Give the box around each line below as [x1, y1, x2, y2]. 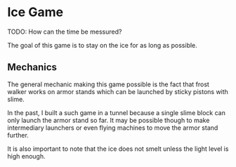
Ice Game [7, 4, 64, 20]
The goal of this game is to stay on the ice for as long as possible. [7, 41, 198, 49]
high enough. [7, 152, 46, 160]
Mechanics [7, 61, 58, 74]
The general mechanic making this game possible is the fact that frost [7, 80, 209, 88]
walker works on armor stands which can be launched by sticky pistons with [7, 87, 228, 95]
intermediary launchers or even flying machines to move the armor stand [7, 123, 218, 132]
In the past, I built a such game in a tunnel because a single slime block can [7, 108, 226, 116]
